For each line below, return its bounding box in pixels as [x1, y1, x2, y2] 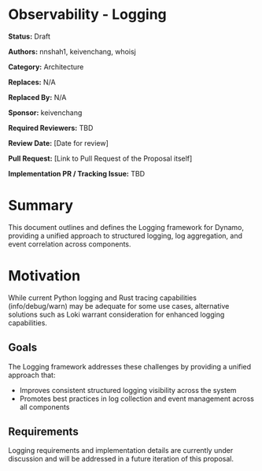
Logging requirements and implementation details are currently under [8, 446, 234, 455]
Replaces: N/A [8, 77, 57, 87]
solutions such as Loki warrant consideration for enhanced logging [8, 310, 225, 319]
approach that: [8, 370, 56, 380]
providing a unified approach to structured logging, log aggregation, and [8, 231, 242, 240]
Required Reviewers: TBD [8, 123, 94, 132]
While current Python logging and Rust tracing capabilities [8, 293, 197, 302]
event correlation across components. [8, 239, 131, 249]
